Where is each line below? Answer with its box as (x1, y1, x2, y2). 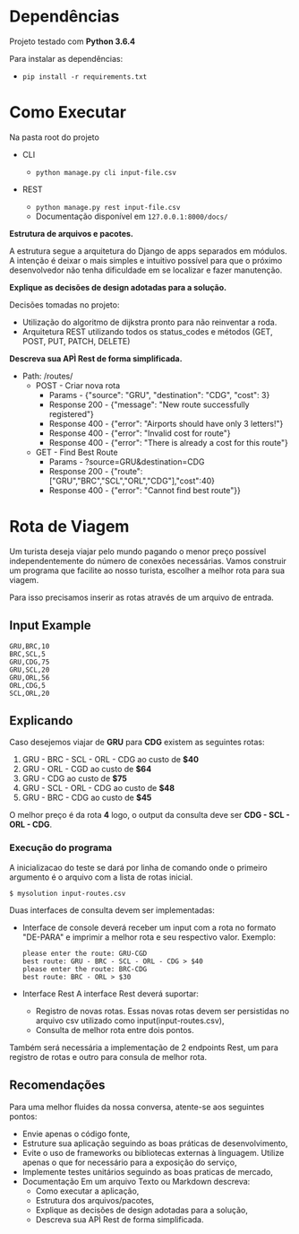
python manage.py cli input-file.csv (35, 168, 177, 177)
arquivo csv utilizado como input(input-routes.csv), (35, 1015, 225, 1026)
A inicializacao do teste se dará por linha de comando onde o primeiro (9, 862, 268, 873)
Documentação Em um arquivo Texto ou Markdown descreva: (21, 1176, 251, 1186)
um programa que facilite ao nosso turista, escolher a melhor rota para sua (9, 565, 285, 576)
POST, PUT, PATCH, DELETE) (21, 335, 131, 346)
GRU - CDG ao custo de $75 (21, 773, 127, 784)
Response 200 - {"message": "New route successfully (48, 399, 250, 410)
